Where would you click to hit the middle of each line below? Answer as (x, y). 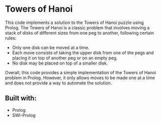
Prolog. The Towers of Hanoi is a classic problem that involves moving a (77, 27)
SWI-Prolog (24, 115)
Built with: (21, 98)
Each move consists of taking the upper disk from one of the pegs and (83, 53)
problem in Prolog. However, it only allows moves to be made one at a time (80, 78)
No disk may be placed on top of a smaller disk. (60, 63)
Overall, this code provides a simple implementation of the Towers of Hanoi (80, 72)
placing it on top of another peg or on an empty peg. (65, 58)
